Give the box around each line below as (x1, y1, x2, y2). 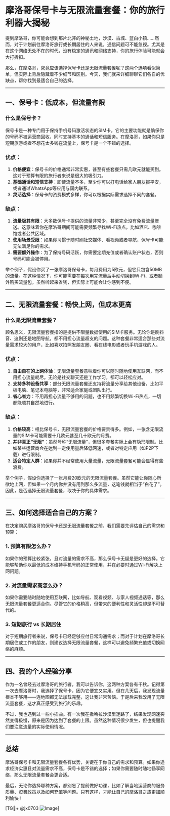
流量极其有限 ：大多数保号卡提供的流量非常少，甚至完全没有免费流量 (12, 218, 155, 224)
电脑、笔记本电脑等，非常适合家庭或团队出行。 (17, 387, 115, 393)
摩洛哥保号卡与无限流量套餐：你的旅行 (5, 5, 165, 16)
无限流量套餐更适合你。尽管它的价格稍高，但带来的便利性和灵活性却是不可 (5, 600, 160, 607)
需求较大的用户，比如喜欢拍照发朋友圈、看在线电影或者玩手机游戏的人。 (9, 341, 160, 348)
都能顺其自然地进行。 (12, 400, 57, 406)
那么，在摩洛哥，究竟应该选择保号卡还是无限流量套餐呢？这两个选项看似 (5, 64, 156, 71)
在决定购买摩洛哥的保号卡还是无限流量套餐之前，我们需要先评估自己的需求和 (5, 523, 165, 529)
